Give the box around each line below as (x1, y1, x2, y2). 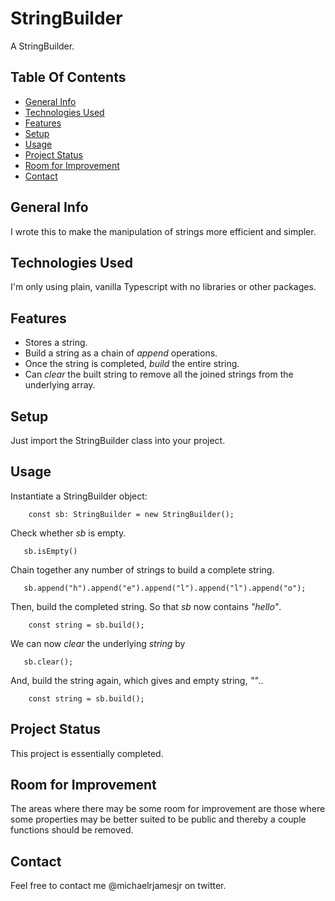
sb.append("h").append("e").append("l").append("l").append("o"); (23, 583, 307, 593)
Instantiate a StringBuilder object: (10, 490, 148, 502)
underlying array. (24, 379, 96, 391)
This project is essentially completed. (10, 747, 164, 759)
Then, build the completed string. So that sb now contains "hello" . (10, 600, 282, 612)
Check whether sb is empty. (10, 527, 127, 539)
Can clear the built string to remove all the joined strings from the (24, 368, 294, 381)
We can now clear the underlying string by (10, 637, 186, 649)
